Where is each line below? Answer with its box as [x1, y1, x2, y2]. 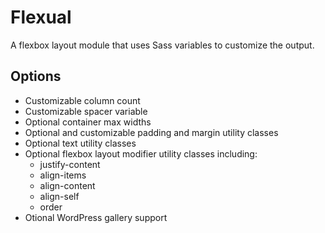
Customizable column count [24, 94, 141, 106]
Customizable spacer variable [24, 105, 148, 117]
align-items [39, 169, 87, 181]
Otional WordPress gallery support [24, 211, 168, 223]
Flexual [10, 6, 72, 29]
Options [10, 68, 62, 85]
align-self [39, 190, 80, 202]
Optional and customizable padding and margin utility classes [24, 126, 279, 138]
